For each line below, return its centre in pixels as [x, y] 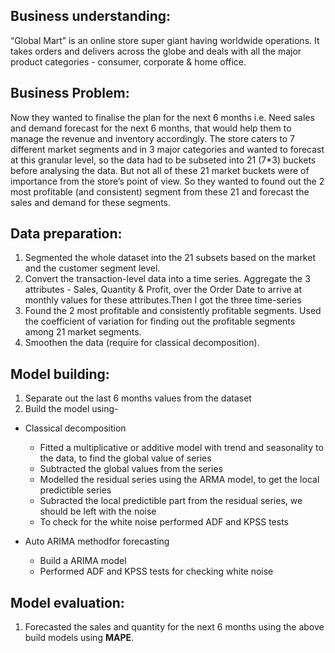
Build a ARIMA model [83, 561]
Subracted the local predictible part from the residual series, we [171, 501]
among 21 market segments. [83, 332]
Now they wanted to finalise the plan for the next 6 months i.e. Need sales [162, 117]
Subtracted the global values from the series [131, 469]
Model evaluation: [67, 602]
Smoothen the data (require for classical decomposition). [142, 343]
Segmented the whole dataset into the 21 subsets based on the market [170, 258]
